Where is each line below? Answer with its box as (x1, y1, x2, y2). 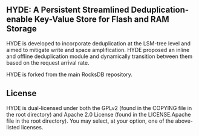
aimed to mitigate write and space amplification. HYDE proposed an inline (6, 46, 190, 53)
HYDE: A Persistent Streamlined (6, 5, 129, 15)
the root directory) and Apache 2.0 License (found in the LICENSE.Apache (6, 111, 192, 118)
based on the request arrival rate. (6, 59, 90, 66)
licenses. (21, 123, 44, 131)
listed (6, 123, 20, 131)
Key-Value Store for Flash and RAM (34, 15, 169, 25)
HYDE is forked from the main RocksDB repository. (6, 71, 133, 78)
